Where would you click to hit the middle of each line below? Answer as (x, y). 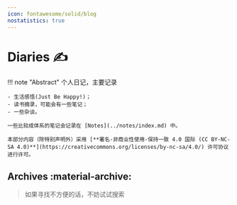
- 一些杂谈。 (24, 112)
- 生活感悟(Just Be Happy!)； (49, 97)
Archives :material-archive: (70, 176)
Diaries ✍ (38, 57)
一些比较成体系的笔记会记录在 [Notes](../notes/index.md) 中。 (94, 126)
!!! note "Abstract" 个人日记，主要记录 (62, 82)
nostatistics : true (36, 21)
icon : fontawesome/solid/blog (52, 14)
